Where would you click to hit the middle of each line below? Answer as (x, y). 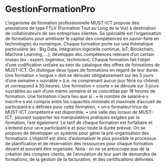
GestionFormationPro (50, 9)
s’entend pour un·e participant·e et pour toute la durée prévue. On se (75, 127)
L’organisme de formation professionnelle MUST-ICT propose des (72, 23)
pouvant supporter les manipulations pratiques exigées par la (77, 117)
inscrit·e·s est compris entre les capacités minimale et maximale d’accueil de (83, 101)
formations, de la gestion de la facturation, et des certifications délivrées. (80, 159)
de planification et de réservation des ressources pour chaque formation (79, 143)
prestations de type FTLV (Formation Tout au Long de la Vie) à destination (81, 28)
